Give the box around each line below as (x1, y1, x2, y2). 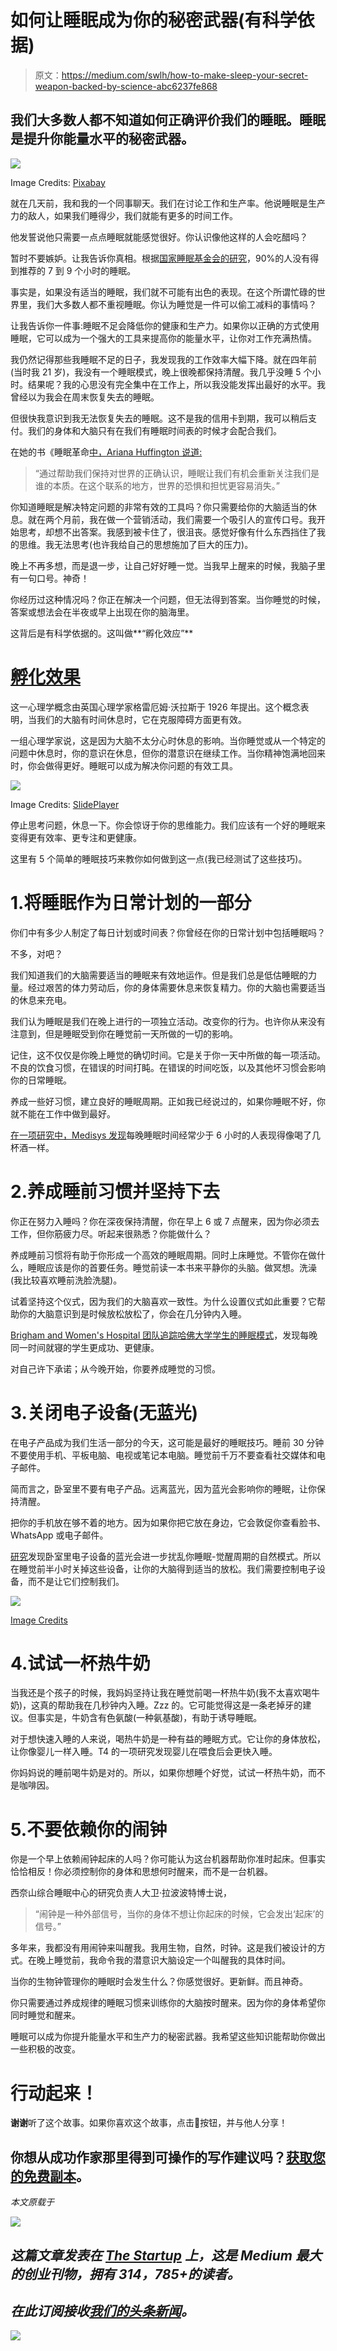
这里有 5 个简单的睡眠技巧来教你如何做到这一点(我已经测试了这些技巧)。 (10, 852, 308, 865)
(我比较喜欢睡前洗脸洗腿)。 (10, 1274, 123, 1286)
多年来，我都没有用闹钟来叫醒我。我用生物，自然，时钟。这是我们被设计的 (10, 1942, 317, 1954)
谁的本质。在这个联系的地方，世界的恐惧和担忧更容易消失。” (34, 479, 280, 491)
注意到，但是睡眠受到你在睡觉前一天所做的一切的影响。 (10, 1027, 238, 1040)
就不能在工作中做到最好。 (10, 1107, 116, 1120)
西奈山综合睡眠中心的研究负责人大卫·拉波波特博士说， (10, 1887, 233, 1899)
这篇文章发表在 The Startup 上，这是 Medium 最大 (10, 2247, 323, 2264)
